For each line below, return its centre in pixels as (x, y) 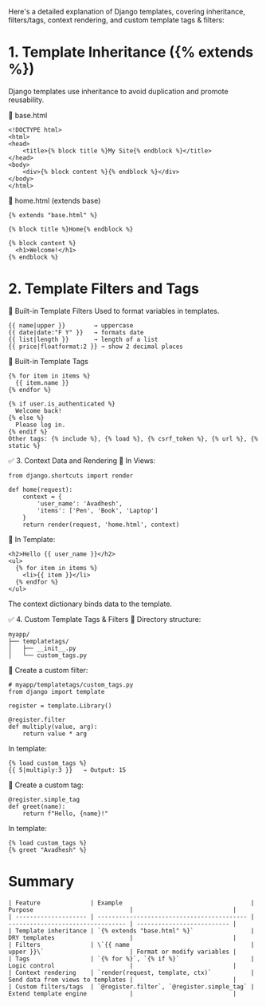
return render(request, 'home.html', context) (101, 525)
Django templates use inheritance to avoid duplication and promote (118, 91)
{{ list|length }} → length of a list (83, 339)
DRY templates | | (123, 937)
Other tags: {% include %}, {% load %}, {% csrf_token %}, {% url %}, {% (133, 438)
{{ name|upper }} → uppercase (71, 325)
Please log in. (41, 425)
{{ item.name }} (42, 382)
